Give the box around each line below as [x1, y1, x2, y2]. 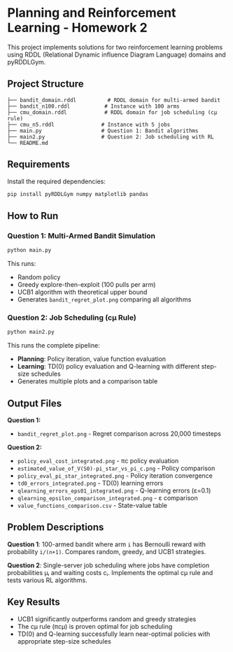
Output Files [7, 397, 62, 409]
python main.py [7, 247, 52, 254]
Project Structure [7, 78, 84, 90]
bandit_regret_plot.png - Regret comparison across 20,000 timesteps [17, 429, 222, 438]
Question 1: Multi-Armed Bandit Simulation [7, 231, 156, 241]
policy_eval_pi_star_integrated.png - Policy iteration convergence [17, 471, 213, 480]
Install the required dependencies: [7, 177, 106, 185]
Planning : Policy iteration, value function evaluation [17, 355, 167, 363]
